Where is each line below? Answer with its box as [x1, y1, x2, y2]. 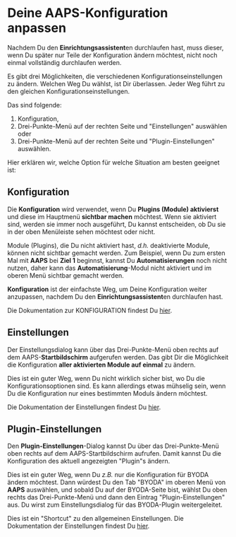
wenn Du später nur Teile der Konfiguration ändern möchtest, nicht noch [7, 51, 218, 59]
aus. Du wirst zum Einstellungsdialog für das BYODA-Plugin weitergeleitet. [7, 500, 223, 509]
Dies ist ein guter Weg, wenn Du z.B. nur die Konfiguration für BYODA [7, 471, 209, 479]
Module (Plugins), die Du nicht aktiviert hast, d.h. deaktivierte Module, [7, 241, 210, 249]
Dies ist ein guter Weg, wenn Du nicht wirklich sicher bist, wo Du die [7, 374, 206, 382]
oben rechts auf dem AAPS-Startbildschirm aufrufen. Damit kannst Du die [7, 449, 222, 458]
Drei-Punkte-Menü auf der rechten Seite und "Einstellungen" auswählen [17, 122, 228, 130]
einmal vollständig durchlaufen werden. [7, 58, 122, 66]
